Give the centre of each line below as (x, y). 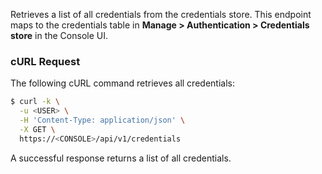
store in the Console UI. (59, 35)
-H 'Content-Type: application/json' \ (102, 120)
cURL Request (45, 61)
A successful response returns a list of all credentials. (121, 158)
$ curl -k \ (35, 102)
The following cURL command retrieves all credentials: (122, 83)
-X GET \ (37, 129)
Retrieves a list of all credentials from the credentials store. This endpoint (161, 14)
